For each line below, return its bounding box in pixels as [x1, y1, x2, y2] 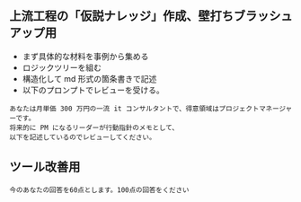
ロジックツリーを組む [22, 62, 102, 73]
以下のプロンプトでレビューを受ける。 [22, 84, 164, 95]
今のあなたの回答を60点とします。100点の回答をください [9, 185, 190, 195]
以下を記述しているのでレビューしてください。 [9, 133, 156, 142]
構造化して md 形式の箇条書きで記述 [22, 73, 157, 83]
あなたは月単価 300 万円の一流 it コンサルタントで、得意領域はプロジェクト [9, 104, 260, 113]
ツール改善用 [9, 160, 81, 175]
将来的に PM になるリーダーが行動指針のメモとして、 [9, 123, 180, 132]
